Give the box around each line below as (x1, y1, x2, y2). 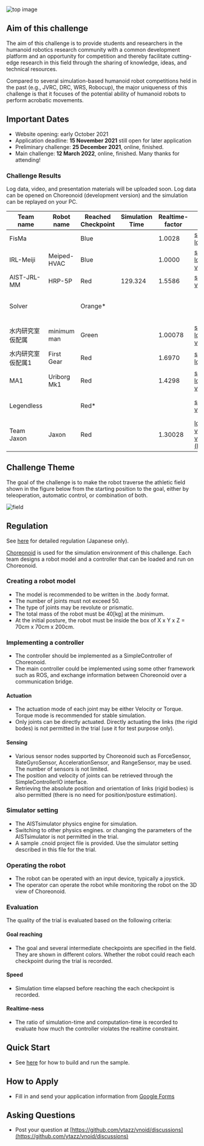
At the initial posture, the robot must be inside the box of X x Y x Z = (15, 616, 185, 623)
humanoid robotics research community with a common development (6, 46, 180, 53)
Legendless (9, 401, 42, 410)
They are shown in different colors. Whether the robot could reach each (15, 951, 195, 958)
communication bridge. (15, 678, 73, 686)
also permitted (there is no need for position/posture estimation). (15, 791, 177, 798)
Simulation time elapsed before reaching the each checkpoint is (15, 984, 175, 991)
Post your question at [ (15, 1126, 72, 1134)
